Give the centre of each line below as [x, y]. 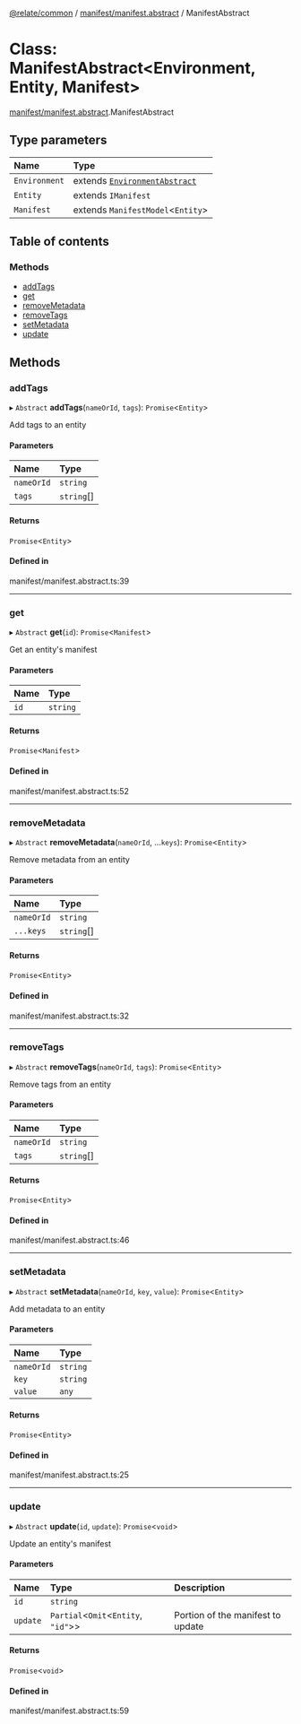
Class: [34, 49]
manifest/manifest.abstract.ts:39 [69, 581]
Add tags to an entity [48, 425]
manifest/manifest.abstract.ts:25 [69, 1475]
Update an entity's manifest [60, 1543]
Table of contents [59, 242]
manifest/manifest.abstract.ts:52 [69, 791]
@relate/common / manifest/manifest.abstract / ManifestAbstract [129, 13]
